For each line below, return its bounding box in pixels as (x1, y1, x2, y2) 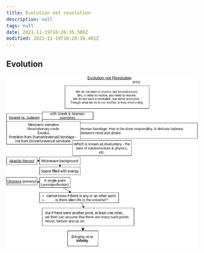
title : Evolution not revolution (6, 10, 91, 16)
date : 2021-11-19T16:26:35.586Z (6, 29, 88, 35)
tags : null (6, 23, 34, 29)
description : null (6, 16, 53, 23)
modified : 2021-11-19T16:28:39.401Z (6, 35, 99, 42)
